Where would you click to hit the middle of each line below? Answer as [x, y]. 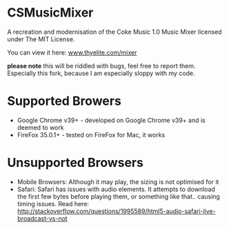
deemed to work [40, 127]
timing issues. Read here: [53, 203]
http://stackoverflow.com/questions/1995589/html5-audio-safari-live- [116, 211]
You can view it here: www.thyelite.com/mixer [72, 52]
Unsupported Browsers [75, 163]
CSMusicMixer [50, 13]
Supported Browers [64, 101]
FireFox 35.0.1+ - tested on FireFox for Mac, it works [91, 135]
